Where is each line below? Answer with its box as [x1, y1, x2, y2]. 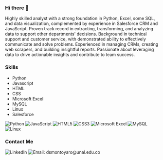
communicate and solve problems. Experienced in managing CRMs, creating [5, 41, 159, 47]
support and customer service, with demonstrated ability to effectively [5, 36, 146, 42]
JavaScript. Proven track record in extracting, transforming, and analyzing [5, 26, 154, 32]
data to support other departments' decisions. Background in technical [5, 31, 147, 37]
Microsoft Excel [12, 96, 44, 101]
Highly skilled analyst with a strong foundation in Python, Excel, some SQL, [5, 16, 155, 21]
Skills [5, 64, 18, 71]
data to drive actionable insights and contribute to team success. [5, 52, 135, 58]
